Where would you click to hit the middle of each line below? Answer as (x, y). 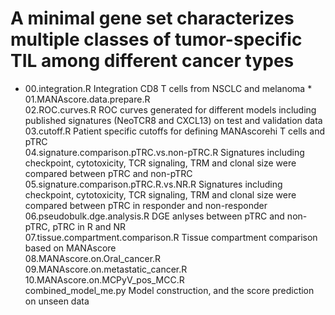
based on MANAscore (70, 248)
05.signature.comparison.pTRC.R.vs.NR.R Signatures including (153, 184)
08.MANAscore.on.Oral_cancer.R (93, 258)
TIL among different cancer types (152, 61)
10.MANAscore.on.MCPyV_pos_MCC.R (104, 279)
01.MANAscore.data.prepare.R (87, 99)
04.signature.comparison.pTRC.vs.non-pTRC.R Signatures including (164, 152)
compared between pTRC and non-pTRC (108, 173)
